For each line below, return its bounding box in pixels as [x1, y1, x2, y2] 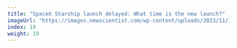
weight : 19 [7, 30, 39, 37]
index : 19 [7, 23, 37, 30]
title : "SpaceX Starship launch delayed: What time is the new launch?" [7, 10, 226, 18]
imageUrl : [7, 17, 37, 24]
